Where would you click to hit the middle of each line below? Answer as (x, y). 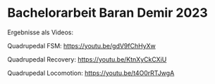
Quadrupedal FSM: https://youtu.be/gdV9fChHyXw (82, 45)
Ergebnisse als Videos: (41, 32)
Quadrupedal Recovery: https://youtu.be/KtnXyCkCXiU (87, 59)
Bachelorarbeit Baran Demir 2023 (107, 13)
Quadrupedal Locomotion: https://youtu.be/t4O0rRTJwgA (91, 73)
